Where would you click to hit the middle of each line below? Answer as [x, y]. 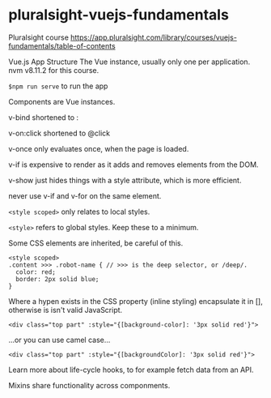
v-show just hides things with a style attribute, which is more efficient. [125, 180]
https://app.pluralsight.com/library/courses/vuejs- [153, 37]
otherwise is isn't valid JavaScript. [66, 310]
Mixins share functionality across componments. [89, 385]
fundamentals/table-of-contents [62, 45]
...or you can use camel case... [59, 340]
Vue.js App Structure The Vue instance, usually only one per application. [129, 62]
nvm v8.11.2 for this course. [54, 70]
